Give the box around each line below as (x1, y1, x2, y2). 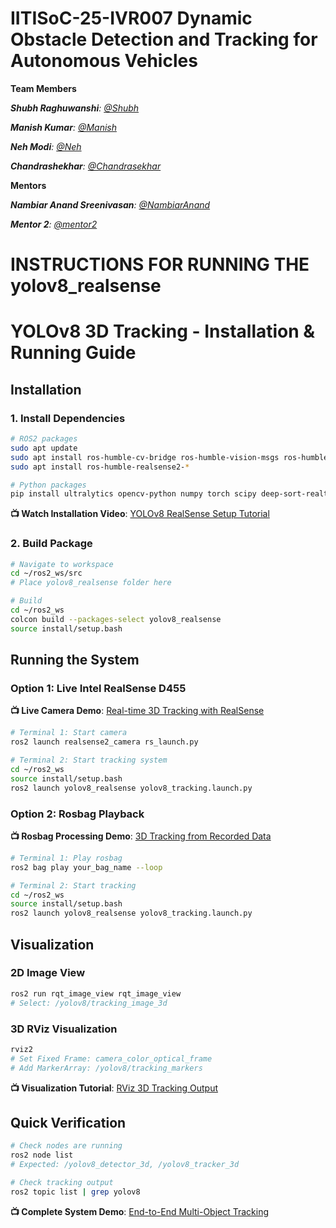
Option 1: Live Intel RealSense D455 (10, 681, 187, 695)
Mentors (10, 179, 47, 191)
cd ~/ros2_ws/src (10, 568, 83, 579)
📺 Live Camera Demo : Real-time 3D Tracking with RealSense (10, 705, 265, 717)
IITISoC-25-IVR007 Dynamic (10, 7, 253, 30)
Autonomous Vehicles (10, 50, 198, 72)
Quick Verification (10, 1114, 127, 1131)
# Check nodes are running (10, 1141, 123, 1151)
